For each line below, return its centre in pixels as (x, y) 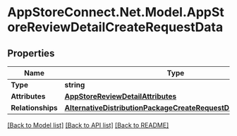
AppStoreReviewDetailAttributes (121, 96)
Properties (31, 53)
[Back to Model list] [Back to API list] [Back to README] (88, 125)
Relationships (34, 108)
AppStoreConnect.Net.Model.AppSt (116, 12)
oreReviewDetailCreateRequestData (115, 27)
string (75, 85)
